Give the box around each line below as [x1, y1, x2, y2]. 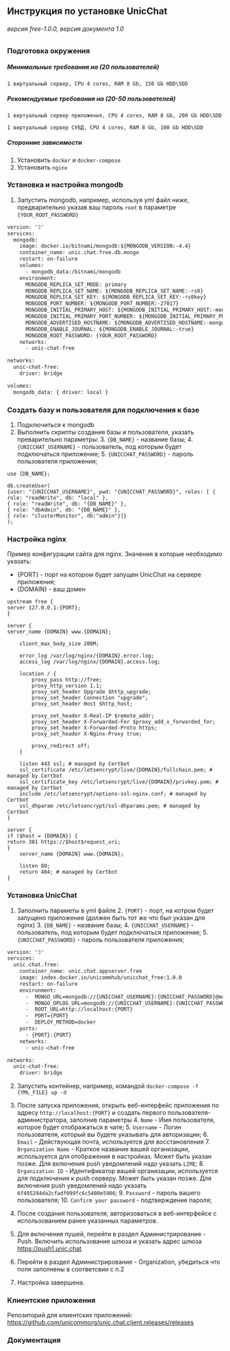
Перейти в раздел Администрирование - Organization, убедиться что [16, 1258, 220, 1266]
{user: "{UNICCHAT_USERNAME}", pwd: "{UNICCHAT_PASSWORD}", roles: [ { [7, 488, 216, 495]
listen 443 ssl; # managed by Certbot [19, 761, 130, 767]
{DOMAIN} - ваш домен [16, 585, 86, 593]
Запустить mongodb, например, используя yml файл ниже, [16, 196, 190, 204]
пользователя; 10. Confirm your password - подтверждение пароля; [16, 1196, 212, 1204]
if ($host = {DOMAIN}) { [7, 833, 78, 840]
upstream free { [7, 599, 53, 605]
